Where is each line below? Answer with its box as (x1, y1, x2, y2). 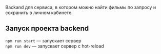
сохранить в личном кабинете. (5, 10, 73, 16)
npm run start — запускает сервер (5, 37, 82, 43)
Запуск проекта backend (5, 24, 89, 33)
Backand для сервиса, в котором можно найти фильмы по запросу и (5, 5, 156, 10)
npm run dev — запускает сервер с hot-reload (5, 43, 104, 49)
